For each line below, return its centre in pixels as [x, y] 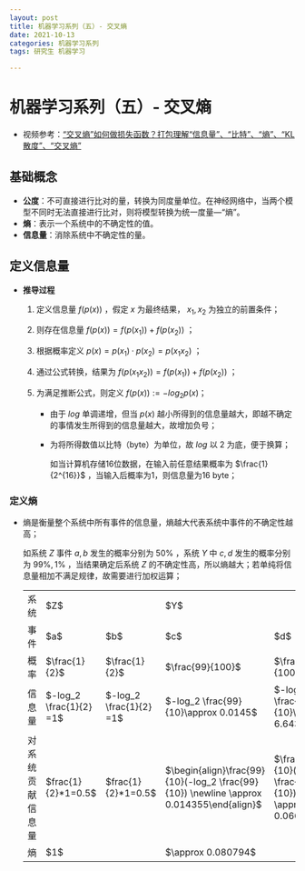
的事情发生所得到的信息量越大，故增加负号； [133, 425]
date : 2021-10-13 [42, 35]
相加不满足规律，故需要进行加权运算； [110, 576]
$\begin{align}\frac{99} [215, 770]
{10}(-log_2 [191, 781]
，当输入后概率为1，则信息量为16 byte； [162, 475]
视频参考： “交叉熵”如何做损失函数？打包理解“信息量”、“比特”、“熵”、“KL [158, 135]
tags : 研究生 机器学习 [48, 52]
